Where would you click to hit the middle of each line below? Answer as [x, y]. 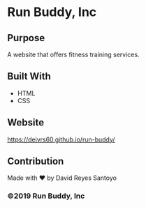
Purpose [26, 38]
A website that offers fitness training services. [73, 54]
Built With [29, 76]
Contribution [36, 161]
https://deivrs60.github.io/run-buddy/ [61, 139]
